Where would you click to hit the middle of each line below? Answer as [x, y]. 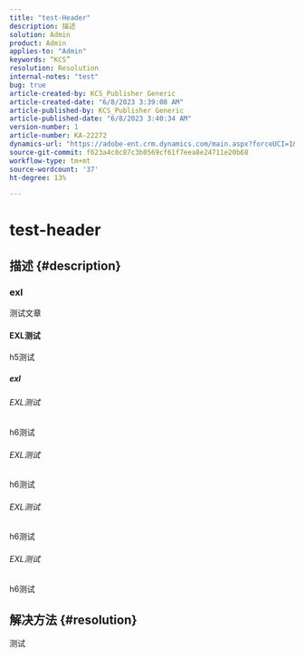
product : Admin [38, 43]
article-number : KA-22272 [58, 136]
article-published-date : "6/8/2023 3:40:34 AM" [101, 119]
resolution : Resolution [54, 69]
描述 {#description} [66, 266]
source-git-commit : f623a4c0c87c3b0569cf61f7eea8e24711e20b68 [129, 152]
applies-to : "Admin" [48, 52]
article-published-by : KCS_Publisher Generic [96, 110]
